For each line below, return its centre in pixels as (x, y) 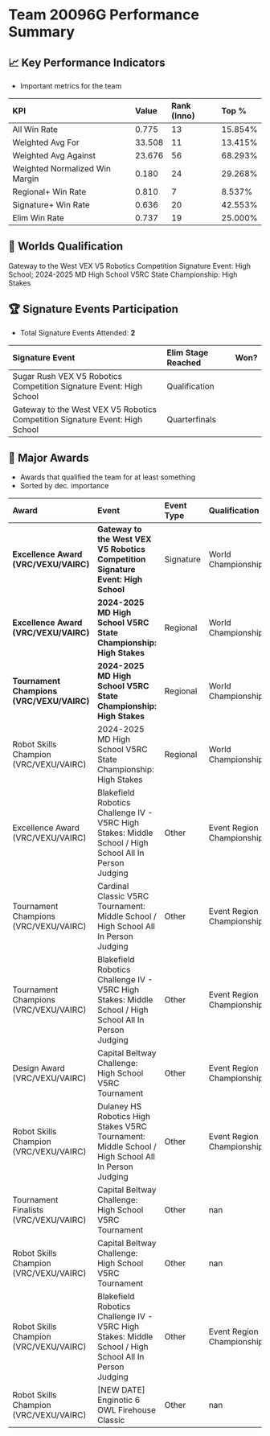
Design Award (39, 1068)
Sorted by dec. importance (64, 486)
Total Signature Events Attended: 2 (78, 332)
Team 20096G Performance (104, 15)
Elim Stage (188, 352)
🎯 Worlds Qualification (66, 247)
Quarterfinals (192, 419)
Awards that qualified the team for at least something (108, 477)
